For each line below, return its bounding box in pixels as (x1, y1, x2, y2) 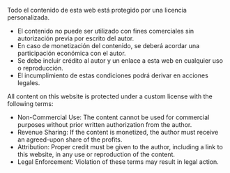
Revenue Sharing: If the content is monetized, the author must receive (17, 128, 219, 136)
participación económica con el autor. (17, 49, 127, 57)
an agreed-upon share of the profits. (17, 135, 123, 144)
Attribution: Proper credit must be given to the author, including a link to (17, 143, 223, 151)
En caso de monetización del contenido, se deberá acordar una (17, 42, 200, 50)
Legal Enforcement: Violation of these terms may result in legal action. (17, 158, 220, 166)
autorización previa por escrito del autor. (17, 34, 135, 43)
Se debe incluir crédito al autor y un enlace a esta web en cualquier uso (17, 57, 223, 65)
